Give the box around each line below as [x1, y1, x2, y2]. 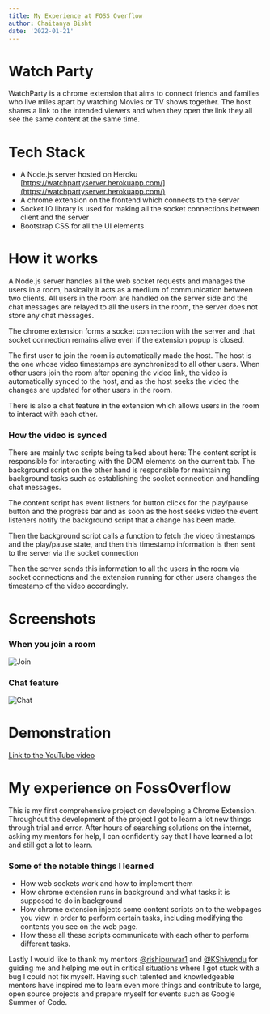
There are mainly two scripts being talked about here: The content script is [8, 448, 257, 458]
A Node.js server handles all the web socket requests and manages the [8, 276, 246, 286]
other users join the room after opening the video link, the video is [8, 368, 228, 377]
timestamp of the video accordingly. [8, 581, 129, 591]
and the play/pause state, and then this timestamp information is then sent [8, 539, 256, 549]
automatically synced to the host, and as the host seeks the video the [8, 377, 240, 386]
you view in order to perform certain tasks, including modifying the [19, 913, 243, 923]
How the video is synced [8, 430, 108, 441]
